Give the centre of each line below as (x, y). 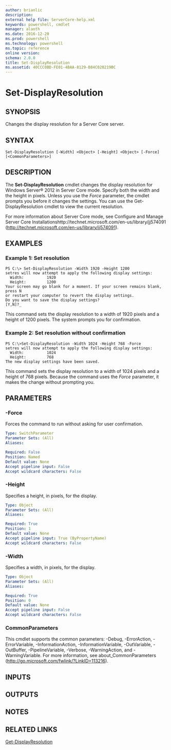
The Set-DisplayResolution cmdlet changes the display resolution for (79, 184)
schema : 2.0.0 (21, 58)
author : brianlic (24, 10)
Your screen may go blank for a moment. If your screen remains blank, (83, 287)
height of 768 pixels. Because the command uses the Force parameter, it (82, 377)
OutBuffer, (16, 650)
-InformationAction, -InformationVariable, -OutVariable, (94, 645)
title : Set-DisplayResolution (38, 63)
